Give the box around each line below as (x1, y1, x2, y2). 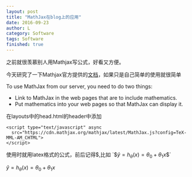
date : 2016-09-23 (6, 19, 49, 25)
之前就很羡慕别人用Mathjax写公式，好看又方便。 (6, 58, 124, 65)
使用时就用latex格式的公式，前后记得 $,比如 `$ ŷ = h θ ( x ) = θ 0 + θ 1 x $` (6, 151, 172, 159)
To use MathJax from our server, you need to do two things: (6, 83, 153, 90)
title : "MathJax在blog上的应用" (6, 14, 82, 20)
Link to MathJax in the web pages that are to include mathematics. (14, 94, 178, 101)
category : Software (6, 31, 55, 37)
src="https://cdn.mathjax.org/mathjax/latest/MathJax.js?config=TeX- (11, 129, 187, 136)
